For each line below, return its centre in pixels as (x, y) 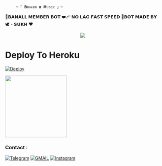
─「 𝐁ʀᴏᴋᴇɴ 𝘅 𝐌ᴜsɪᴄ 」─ (39, 7)
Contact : (16, 147)
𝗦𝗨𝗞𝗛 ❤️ (24, 24)
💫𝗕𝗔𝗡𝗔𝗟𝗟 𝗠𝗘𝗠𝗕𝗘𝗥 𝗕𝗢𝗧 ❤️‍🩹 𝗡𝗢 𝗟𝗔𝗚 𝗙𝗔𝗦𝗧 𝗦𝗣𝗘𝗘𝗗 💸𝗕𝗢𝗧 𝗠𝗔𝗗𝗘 (77, 17)
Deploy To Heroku (42, 55)
